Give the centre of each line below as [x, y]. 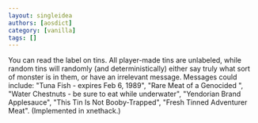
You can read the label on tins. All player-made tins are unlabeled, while [125, 60]
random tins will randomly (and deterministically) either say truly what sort [129, 69]
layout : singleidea [40, 15]
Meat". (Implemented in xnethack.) [64, 111]
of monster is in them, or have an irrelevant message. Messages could [123, 77]
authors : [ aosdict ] [40, 23]
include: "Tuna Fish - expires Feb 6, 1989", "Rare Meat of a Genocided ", [126, 86]
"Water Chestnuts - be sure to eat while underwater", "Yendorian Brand [125, 94]
